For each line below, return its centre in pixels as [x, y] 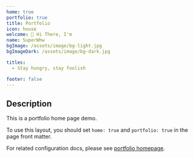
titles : [16, 62]
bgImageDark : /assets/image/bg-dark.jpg [59, 52]
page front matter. [29, 137]
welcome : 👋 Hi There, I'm [39, 35]
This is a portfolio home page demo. [52, 118]
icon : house [21, 29]
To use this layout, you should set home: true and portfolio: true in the [97, 130]
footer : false [24, 79]
